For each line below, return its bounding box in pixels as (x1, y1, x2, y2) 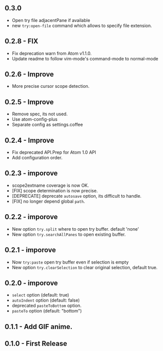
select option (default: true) (11, 292, 69, 298)
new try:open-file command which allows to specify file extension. (11, 22, 153, 28)
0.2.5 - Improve (4, 97, 54, 106)
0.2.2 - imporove (4, 213, 58, 221)
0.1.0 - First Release (4, 340, 67, 348)
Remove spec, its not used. (11, 111, 68, 117)
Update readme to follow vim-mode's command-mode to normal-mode (11, 55, 159, 61)
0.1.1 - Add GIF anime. (4, 322, 73, 331)
